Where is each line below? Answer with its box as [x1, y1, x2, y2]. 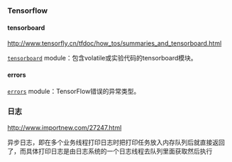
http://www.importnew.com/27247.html [7, 123, 122, 131]
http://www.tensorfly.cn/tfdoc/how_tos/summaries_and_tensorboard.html [7, 39, 222, 48]
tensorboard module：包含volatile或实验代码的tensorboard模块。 [7, 54, 197, 63]
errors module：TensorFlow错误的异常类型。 [7, 87, 140, 96]
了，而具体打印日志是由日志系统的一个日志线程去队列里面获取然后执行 [7, 146, 213, 155]
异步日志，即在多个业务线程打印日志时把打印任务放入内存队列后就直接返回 [7, 138, 225, 146]
